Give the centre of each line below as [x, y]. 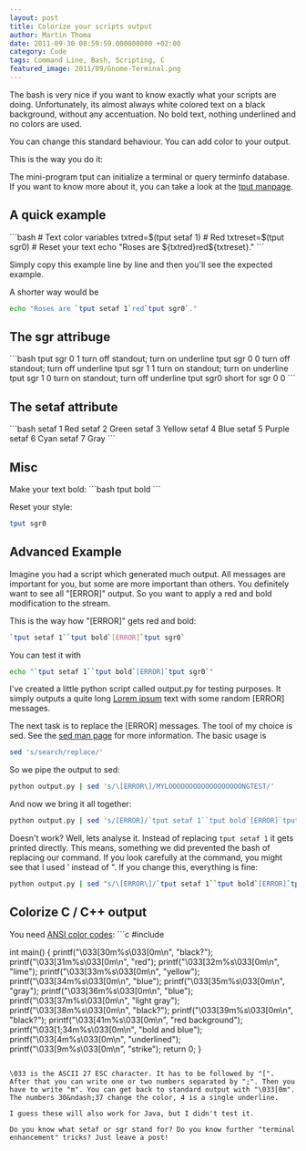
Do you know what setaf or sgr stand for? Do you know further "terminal [153, 1129]
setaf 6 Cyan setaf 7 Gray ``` [62, 439]
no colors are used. [46, 123]
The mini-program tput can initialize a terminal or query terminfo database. [149, 176]
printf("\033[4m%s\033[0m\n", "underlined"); [96, 1039]
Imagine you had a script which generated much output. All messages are [148, 574]
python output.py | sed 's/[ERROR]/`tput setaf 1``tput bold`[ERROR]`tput [154, 821]
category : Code [38, 52]
